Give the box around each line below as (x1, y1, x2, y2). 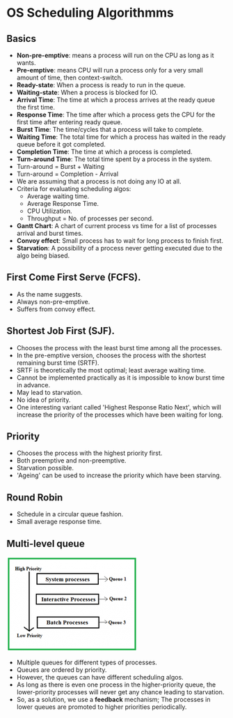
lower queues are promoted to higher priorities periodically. (16, 703, 187, 711)
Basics (6, 33, 36, 45)
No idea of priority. (16, 396, 71, 404)
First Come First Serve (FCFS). (6, 271, 141, 283)
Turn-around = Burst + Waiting (16, 163, 105, 170)
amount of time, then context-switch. (16, 73, 123, 82)
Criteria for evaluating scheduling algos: (16, 185, 131, 193)
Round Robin (6, 491, 63, 503)
